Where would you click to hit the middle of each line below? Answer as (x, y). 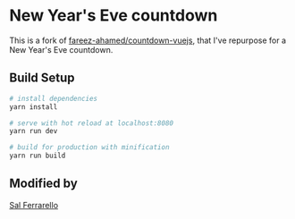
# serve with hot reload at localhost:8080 (92, 123)
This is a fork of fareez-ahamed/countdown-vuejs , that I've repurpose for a (147, 40)
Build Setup (42, 78)
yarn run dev (34, 131)
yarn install (34, 107)
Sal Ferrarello (34, 205)
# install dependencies (54, 98)
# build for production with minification (89, 147)
